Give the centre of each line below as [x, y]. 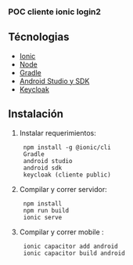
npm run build [46, 210]
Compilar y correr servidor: [63, 189]
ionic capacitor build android [74, 253]
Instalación [36, 114]
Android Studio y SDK [54, 81]
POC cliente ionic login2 [55, 12]
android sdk [43, 168]
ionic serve [43, 217]
